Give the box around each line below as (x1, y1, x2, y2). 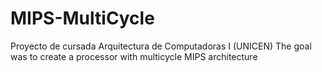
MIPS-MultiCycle (10, 7, 155, 30)
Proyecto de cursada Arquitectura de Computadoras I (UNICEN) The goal (10, 40, 312, 52)
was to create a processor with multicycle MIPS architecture (10, 50, 258, 62)
